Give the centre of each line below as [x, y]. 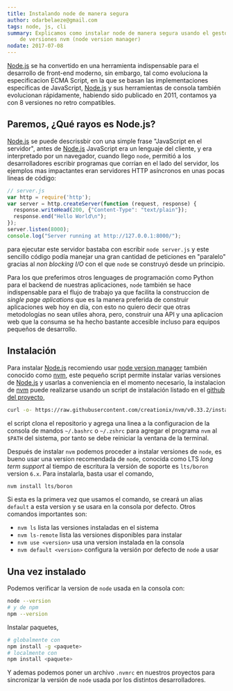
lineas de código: [32, 178]
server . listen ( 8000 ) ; [38, 230]
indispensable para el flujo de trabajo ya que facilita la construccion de [108, 292]
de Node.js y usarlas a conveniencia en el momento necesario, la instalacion [116, 382]
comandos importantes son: [47, 514]
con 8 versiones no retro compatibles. [61, 102]
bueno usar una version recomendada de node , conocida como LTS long [110, 458]
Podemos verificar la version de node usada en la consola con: [96, 588]
